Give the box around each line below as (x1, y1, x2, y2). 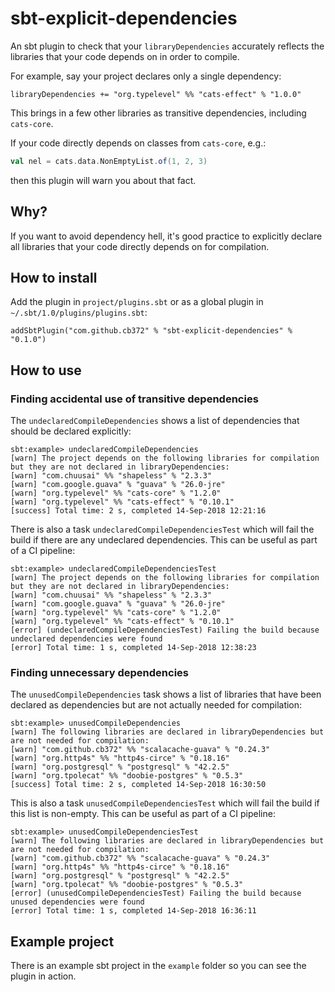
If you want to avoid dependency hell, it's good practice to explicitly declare (10, 230, 323, 242)
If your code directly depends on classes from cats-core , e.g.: (10, 137, 267, 149)
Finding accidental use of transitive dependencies (10, 392, 259, 406)
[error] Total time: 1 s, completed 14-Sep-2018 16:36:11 (10, 906, 257, 916)
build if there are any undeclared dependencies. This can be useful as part (10, 534, 318, 546)
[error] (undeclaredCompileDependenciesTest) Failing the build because (10, 625, 320, 636)
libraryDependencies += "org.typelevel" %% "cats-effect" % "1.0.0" (10, 89, 302, 99)
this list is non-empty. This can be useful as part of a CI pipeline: (10, 808, 276, 820)
